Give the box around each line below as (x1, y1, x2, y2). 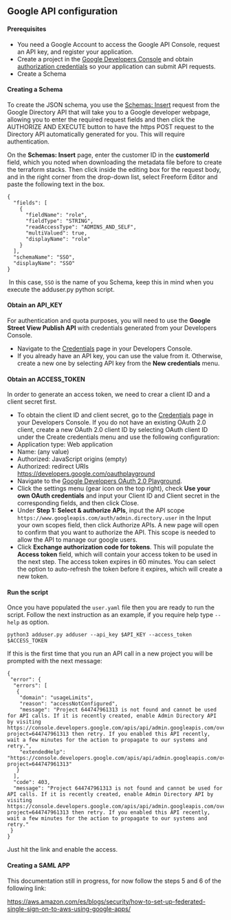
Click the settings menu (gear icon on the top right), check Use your (16, 485, 211, 493)
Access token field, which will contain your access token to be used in (16, 550, 218, 558)
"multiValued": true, (25, 229, 88, 237)
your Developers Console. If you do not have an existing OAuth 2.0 (16, 418, 206, 427)
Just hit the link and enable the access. (7, 845, 118, 854)
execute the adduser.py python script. (7, 285, 115, 293)
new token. (16, 572, 49, 580)
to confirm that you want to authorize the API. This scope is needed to (16, 528, 216, 537)
